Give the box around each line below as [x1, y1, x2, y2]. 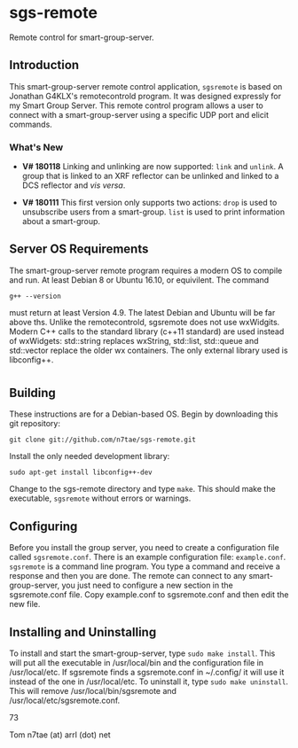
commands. [9, 119, 53, 129]
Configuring [9, 518, 78, 534]
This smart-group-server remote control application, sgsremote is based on [9, 81, 283, 91]
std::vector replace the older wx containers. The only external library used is [9, 345, 288, 355]
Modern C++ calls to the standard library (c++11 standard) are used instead [9, 326, 285, 337]
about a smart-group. [21, 216, 100, 227]
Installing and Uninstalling [9, 624, 157, 640]
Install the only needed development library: [9, 451, 170, 462]
